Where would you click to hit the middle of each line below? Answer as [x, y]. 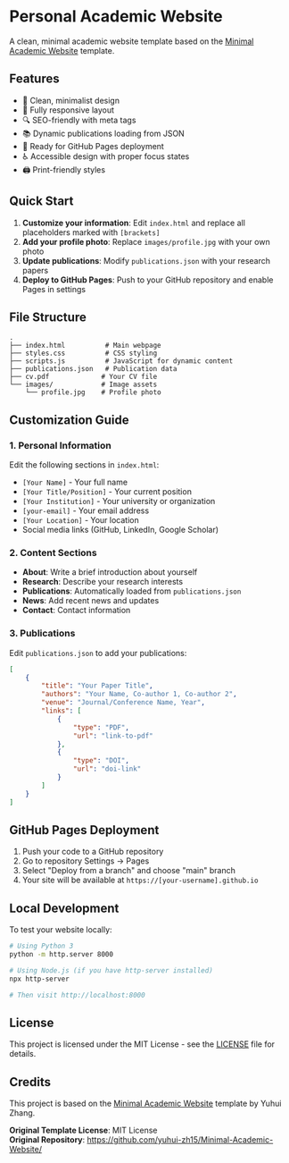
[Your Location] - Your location [81, 520]
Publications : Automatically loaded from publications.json [132, 591]
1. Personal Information [60, 445]
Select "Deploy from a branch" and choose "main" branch [129, 871]
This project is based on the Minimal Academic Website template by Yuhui [145, 1104]
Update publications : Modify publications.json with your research [146, 260]
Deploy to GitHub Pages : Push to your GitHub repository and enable [148, 280]
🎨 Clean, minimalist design [71, 100]
